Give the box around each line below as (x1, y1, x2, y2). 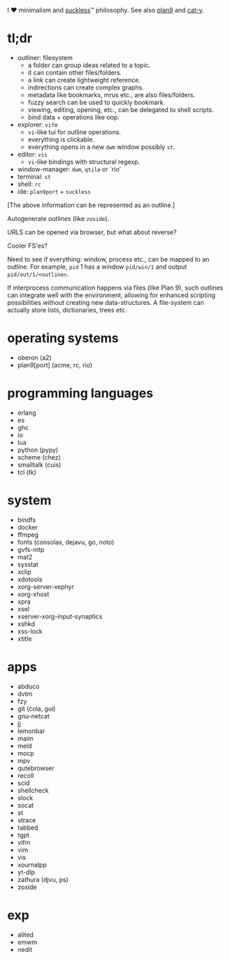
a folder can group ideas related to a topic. (27, 61, 151, 69)
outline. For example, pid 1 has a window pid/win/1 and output (7, 262, 187, 271)
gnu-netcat (17, 711, 50, 720)
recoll (17, 771, 34, 779)
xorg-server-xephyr (17, 582, 75, 590)
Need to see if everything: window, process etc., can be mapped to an (7, 255, 210, 263)
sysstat (17, 560, 38, 569)
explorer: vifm (17, 120, 58, 129)
